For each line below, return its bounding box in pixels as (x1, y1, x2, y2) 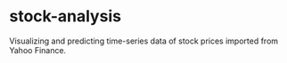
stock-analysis (9, 6, 122, 27)
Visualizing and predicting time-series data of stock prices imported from (9, 35, 279, 46)
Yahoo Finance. (9, 44, 67, 55)
